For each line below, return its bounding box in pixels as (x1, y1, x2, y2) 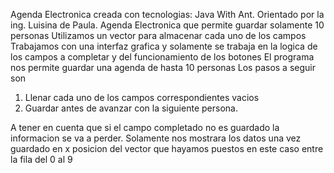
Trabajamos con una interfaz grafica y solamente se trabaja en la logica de (10, 40, 318, 52)
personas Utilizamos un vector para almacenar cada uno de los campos (10, 30, 307, 41)
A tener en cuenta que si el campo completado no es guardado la (10, 122, 280, 133)
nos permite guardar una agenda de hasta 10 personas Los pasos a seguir (10, 62, 316, 73)
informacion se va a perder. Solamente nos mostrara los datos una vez (10, 132, 302, 144)
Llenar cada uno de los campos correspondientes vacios (24, 92, 260, 103)
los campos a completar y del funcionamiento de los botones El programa (10, 51, 315, 63)
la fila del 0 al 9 (10, 154, 73, 165)
